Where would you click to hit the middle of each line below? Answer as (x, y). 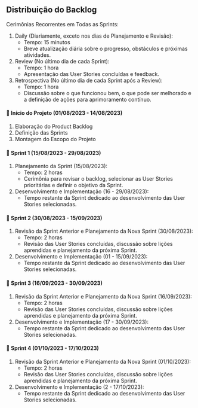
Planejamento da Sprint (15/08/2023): (61, 166)
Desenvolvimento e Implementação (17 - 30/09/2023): (82, 322)
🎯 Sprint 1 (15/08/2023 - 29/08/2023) (54, 153)
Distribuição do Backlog (52, 10)
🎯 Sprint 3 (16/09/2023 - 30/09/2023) (54, 283)
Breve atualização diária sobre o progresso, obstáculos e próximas (106, 48)
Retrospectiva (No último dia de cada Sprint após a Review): (89, 80)
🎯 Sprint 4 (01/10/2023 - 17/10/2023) (53, 348)
